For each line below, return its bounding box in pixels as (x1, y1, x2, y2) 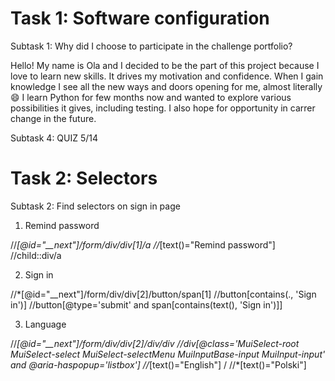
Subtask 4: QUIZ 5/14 (10, 132, 99, 144)
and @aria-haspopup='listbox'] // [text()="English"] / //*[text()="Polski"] (10, 358, 307, 371)
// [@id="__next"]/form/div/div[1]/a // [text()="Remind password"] (10, 238, 276, 251)
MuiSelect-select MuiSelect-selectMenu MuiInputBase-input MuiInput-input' (10, 348, 326, 360)
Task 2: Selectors (10, 167, 158, 190)
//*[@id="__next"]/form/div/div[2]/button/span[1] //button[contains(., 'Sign (10, 288, 317, 300)
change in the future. (10, 112, 97, 124)
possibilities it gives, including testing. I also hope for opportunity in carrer (10, 102, 316, 114)
